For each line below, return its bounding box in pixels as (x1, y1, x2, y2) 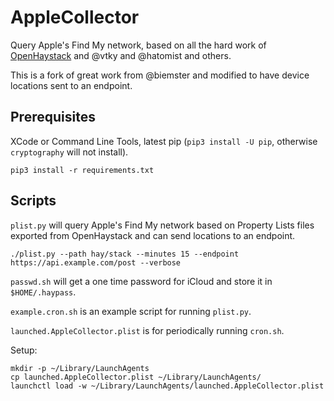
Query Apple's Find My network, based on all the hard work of (10, 39, 267, 51)
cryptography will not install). (10, 146, 129, 158)
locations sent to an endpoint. (10, 79, 133, 91)
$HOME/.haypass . (10, 286, 77, 298)
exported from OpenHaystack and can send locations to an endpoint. (10, 229, 296, 241)
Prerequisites (10, 109, 96, 126)
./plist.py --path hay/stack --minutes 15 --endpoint (10, 249, 240, 259)
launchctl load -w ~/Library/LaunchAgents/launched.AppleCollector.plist (10, 381, 325, 391)
